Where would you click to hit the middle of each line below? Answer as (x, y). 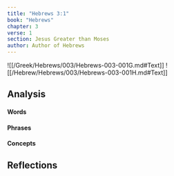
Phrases (19, 128)
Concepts (21, 144)
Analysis (27, 94)
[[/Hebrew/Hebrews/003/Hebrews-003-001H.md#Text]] (87, 72)
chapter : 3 (23, 26)
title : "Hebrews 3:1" (38, 13)
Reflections (32, 165)
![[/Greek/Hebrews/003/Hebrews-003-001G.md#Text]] (86, 65)
